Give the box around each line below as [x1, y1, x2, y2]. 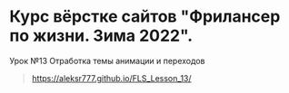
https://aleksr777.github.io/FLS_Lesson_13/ [31, 72, 193, 83]
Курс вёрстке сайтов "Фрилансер [9, 6, 281, 27]
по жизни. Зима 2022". [9, 25, 194, 46]
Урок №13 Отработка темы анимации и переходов [9, 55, 205, 66]
